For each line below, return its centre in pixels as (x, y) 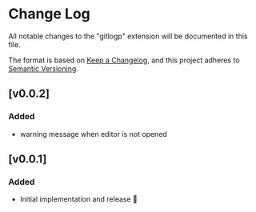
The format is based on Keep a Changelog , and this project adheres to (124, 60)
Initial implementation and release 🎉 (79, 199)
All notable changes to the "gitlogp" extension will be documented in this (128, 36)
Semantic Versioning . (43, 68)
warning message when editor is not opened (94, 134)
